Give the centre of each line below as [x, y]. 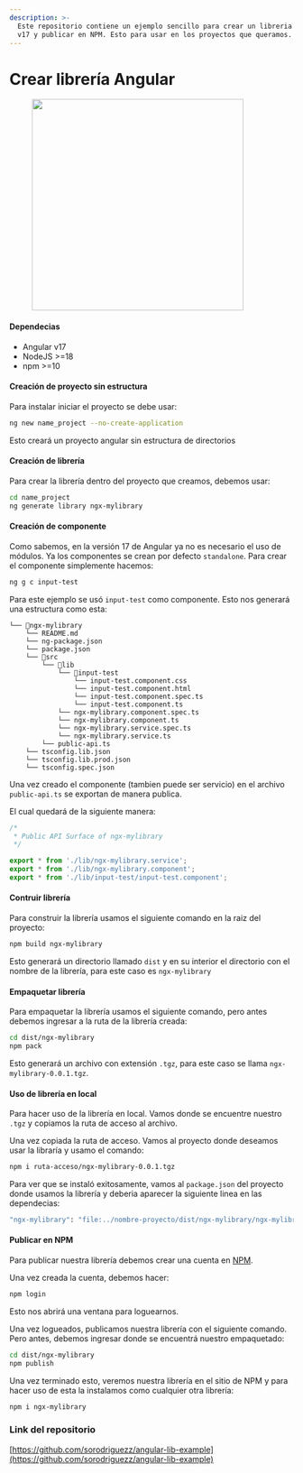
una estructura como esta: [59, 609]
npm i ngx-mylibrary [48, 1407]
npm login [28, 1294]
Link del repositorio [53, 1430]
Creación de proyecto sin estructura [78, 387]
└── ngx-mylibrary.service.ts [114, 736]
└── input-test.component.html [133, 688]
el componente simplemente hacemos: [82, 566]
